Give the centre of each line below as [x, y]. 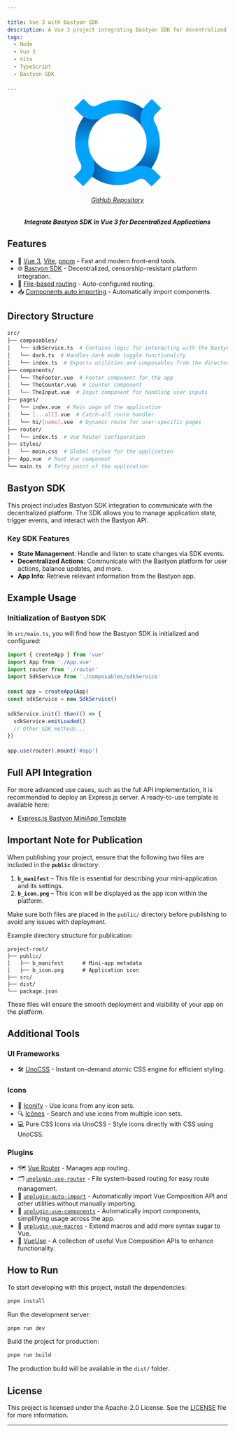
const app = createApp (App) [48, 692]
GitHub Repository [117, 200]
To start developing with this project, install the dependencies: [97, 1287]
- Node [23, 45]
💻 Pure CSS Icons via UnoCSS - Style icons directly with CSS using [115, 1124]
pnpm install [26, 1301]
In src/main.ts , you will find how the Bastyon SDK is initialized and [103, 633]
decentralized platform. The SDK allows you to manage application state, [112, 513]
